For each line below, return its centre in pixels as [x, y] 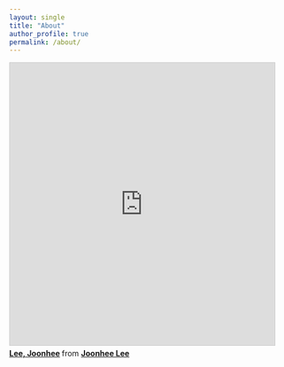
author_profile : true [49, 34]
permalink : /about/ [45, 42]
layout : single [37, 17]
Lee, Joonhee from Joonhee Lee [69, 354]
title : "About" [37, 26]
